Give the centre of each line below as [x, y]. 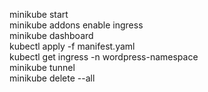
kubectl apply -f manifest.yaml [72, 46]
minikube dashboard [51, 35]
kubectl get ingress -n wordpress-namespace [104, 57]
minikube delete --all [52, 78]
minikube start [39, 14]
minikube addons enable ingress [76, 25]
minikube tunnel [42, 67]
